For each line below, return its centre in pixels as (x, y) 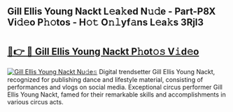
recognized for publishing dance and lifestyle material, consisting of (105, 79)
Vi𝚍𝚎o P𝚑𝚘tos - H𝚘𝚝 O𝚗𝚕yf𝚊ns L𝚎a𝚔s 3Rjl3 (106, 23)
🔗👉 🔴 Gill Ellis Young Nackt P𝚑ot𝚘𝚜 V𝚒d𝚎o (103, 51)
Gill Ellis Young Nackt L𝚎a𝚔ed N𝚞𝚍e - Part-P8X (112, 12)
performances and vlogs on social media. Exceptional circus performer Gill (115, 87)
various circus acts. (36, 102)
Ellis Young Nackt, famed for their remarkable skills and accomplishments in (116, 94)
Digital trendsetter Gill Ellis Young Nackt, (157, 72)
